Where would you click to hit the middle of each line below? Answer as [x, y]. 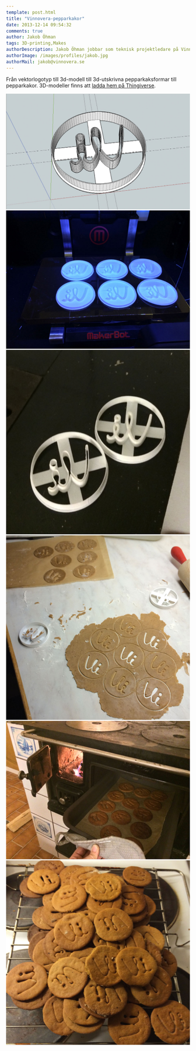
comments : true [24, 31]
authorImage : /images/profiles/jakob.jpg [57, 56]
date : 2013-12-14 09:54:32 [39, 25]
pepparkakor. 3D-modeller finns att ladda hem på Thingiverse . [81, 85]
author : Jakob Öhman [31, 37]
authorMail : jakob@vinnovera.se [45, 61]
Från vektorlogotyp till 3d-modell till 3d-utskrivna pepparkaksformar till [91, 79]
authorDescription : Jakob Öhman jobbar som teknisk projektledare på [92, 50]
